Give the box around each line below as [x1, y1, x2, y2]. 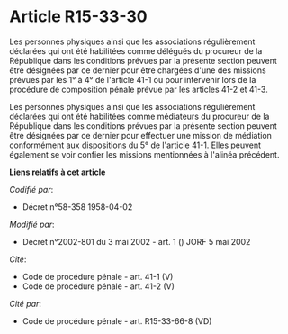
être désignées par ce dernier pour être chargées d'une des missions [9, 65, 267, 76]
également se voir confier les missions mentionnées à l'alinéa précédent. [9, 149, 280, 159]
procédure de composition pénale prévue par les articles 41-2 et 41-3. [9, 84, 268, 95]
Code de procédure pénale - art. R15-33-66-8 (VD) [22, 315, 212, 326]
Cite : [9, 254, 27, 265]
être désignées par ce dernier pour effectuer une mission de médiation [9, 130, 273, 140]
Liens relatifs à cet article [9, 167, 106, 177]
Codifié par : [9, 184, 54, 194]
